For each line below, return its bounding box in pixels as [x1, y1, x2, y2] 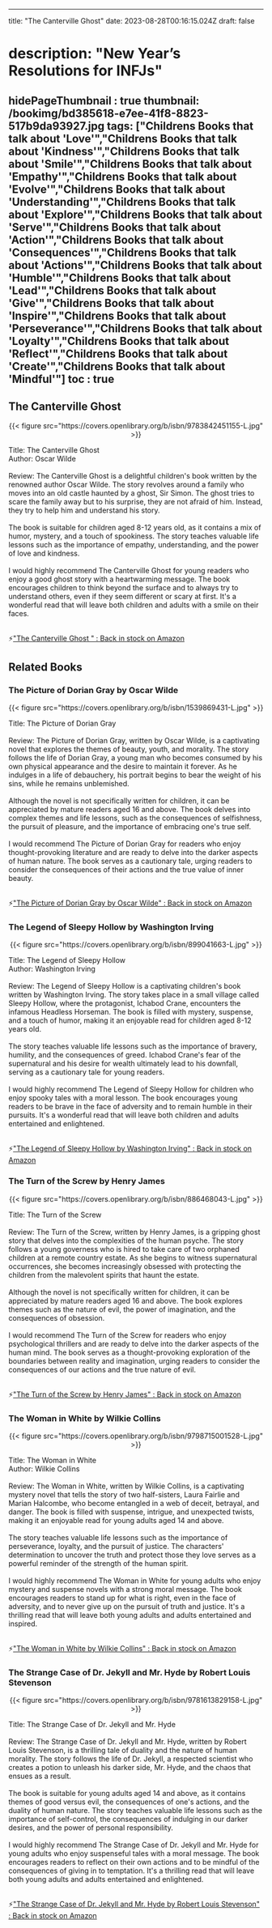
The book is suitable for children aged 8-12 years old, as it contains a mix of [8, 523, 261, 533]
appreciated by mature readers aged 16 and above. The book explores [8, 1296, 243, 1305]
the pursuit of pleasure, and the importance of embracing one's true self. [8, 822, 252, 832]
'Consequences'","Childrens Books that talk [8, 245, 237, 259]
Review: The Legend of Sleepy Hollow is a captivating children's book [8, 981, 241, 991]
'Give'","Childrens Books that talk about [8, 296, 215, 310]
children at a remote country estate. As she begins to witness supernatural [8, 1253, 257, 1262]
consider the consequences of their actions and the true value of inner [8, 865, 244, 875]
